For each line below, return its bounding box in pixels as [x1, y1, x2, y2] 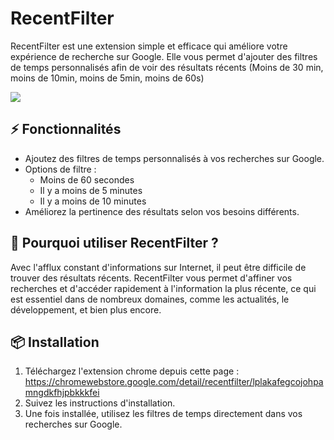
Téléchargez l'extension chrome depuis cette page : [24, 365, 240, 377]
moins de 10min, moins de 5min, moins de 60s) [10, 72, 205, 84]
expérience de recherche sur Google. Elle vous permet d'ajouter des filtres [10, 50, 318, 62]
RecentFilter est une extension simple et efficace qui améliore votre [10, 40, 288, 52]
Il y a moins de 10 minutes [39, 195, 147, 207]
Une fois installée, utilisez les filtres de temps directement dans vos [24, 408, 303, 420]
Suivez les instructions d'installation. [24, 397, 176, 409]
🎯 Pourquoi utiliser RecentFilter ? [10, 235, 219, 252]
